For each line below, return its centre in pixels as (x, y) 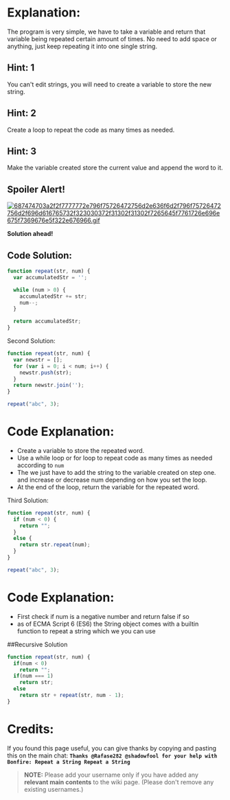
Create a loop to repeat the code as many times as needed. (91, 130)
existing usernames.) (54, 789)
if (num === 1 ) (33, 676)
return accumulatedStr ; (47, 321)
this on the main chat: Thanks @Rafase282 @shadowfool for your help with (112, 755)
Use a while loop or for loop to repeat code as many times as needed (115, 458)
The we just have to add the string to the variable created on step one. (116, 472)
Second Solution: (32, 341)
